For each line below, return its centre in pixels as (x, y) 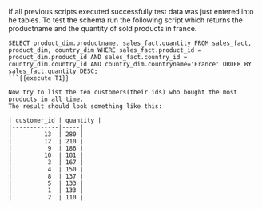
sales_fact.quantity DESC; (53, 71)
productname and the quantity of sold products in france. (103, 28)
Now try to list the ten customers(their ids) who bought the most (123, 92)
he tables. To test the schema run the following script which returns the (126, 20)
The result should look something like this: (85, 107)
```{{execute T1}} (39, 78)
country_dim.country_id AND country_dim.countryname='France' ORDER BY (130, 64)
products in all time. (46, 99)
